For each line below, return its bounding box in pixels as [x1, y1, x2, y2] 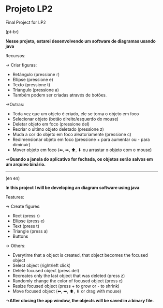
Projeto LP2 [5, 3, 53, 15]
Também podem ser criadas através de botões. [12, 92, 107, 98]
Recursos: [5, 52, 26, 59]
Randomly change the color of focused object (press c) [12, 277, 123, 284]
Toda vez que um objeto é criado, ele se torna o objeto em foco [12, 110, 139, 117]
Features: [5, 194, 25, 200]
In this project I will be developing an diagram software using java [5, 185, 140, 190]
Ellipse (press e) [12, 218, 45, 224]
